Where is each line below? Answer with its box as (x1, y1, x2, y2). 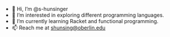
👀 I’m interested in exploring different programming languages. (11, 12, 164, 18)
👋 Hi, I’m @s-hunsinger (11, 6, 68, 12)
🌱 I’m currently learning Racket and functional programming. (11, 18, 159, 24)
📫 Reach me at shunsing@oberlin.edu (11, 24, 106, 31)
